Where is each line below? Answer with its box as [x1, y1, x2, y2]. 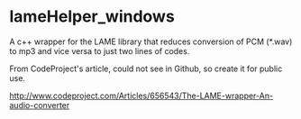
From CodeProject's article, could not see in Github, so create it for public [9, 63, 283, 74]
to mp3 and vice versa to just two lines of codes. [9, 45, 190, 56]
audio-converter [9, 99, 70, 110]
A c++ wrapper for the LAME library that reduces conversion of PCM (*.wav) [9, 36, 293, 47]
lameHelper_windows [9, 6, 176, 27]
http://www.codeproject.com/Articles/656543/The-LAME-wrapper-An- [9, 90, 273, 101]
